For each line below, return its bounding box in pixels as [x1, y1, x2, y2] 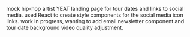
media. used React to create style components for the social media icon [6, 11, 184, 18]
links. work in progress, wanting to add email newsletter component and [6, 18, 185, 24]
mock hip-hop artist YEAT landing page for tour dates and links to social [6, 5, 184, 12]
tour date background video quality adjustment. [6, 24, 124, 31]
